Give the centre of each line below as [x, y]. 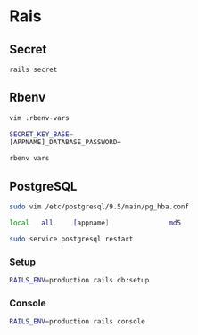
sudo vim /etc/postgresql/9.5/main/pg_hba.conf [99, 207]
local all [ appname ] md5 [95, 223]
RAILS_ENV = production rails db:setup [79, 280]
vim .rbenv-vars [39, 118]
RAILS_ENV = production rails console [77, 322]
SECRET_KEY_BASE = [41, 134]
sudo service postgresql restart [71, 239]
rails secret [33, 69]
